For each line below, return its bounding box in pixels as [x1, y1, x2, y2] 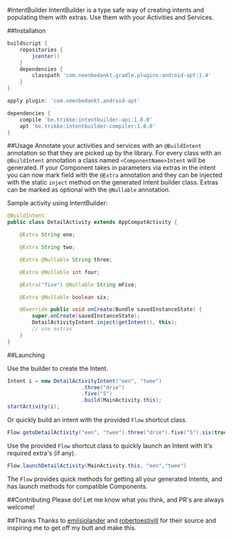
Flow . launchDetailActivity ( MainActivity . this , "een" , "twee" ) [7, 462, 187, 469]
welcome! [7, 502, 35, 511]
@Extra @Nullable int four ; [19, 269, 100, 276]
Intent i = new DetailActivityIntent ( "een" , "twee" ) [7, 377, 162, 384]
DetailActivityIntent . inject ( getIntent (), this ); [32, 319, 177, 326]
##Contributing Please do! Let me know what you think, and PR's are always [7, 495, 224, 504]
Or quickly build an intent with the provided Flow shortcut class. [7, 416, 188, 424]
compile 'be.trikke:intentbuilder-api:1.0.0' [19, 116, 153, 123]
